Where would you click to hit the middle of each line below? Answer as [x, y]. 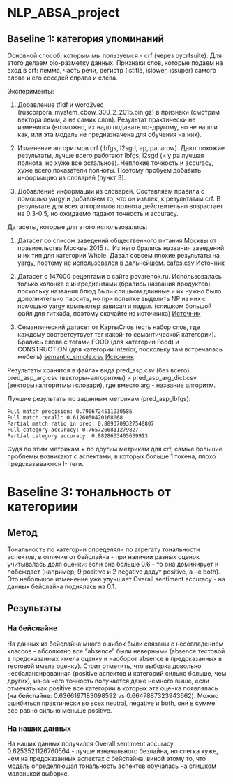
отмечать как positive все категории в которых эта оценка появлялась [113, 688]
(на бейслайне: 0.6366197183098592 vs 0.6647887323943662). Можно [113, 695]
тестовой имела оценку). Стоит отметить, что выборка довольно [104, 666]
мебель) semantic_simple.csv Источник [76, 357]
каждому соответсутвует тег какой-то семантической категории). [116, 334]
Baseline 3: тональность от [89, 492]
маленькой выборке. [38, 773]
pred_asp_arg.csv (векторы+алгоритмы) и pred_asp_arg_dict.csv [102, 378]
